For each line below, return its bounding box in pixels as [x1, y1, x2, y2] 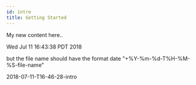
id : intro [6, 8, 32, 15]
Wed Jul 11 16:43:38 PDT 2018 [6, 43, 82, 50]
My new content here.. [6, 31, 63, 38]
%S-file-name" [6, 61, 45, 69]
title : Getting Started [6, 15, 67, 21]
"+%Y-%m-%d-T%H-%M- [122, 55, 191, 62]
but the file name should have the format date [6, 55, 122, 62]
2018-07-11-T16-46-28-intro [6, 73, 78, 80]
